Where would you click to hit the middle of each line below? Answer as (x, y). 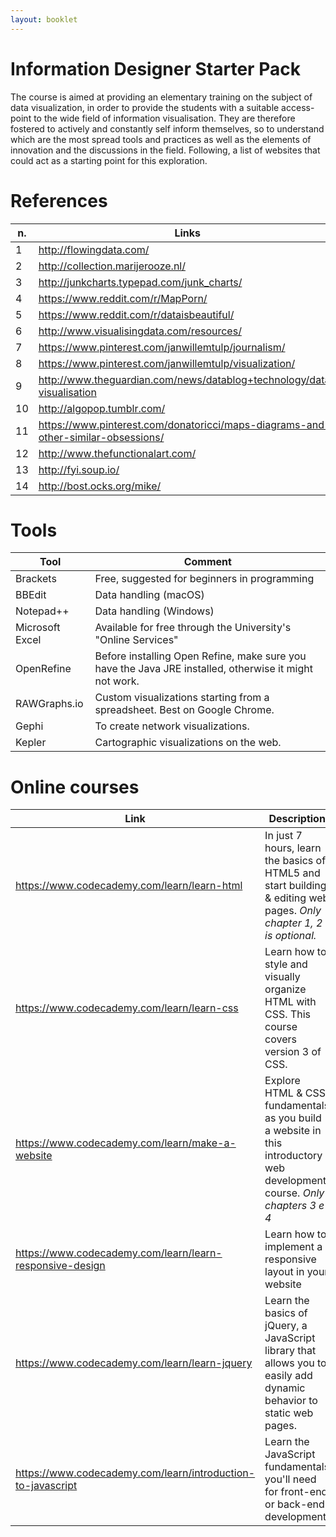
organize (285, 989)
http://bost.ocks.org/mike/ (100, 486)
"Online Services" (136, 640)
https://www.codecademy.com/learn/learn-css (127, 1008)
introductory (293, 1156)
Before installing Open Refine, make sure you (200, 656)
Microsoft (38, 628)
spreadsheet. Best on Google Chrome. (184, 710)
